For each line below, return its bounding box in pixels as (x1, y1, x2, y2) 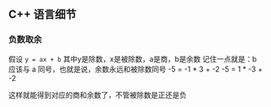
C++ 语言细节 (8, 7, 77, 22)
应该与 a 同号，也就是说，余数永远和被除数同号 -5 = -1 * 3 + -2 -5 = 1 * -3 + (8, 64, 263, 74)
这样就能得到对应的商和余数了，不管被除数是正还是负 (8, 90, 187, 100)
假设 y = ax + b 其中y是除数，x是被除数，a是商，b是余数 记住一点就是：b (8, 53, 257, 63)
